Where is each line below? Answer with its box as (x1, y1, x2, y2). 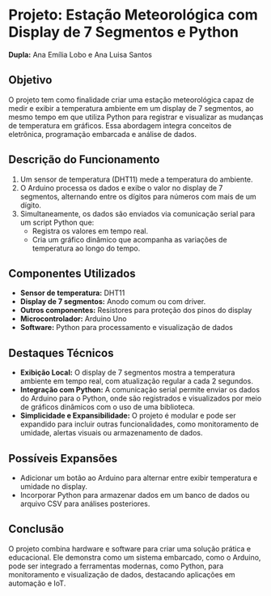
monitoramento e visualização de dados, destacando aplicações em (8, 569, 236, 579)
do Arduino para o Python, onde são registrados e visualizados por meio (19, 393, 262, 403)
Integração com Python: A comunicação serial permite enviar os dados (19, 385, 260, 395)
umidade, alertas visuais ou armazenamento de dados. (19, 428, 203, 438)
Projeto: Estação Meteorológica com (8, 6, 258, 24)
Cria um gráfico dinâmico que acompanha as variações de (32, 234, 228, 244)
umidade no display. (19, 482, 87, 491)
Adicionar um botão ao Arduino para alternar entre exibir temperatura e (19, 473, 258, 482)
